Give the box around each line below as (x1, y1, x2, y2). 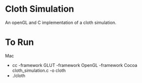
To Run (5, 37, 34, 48)
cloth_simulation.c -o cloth (12, 67, 66, 73)
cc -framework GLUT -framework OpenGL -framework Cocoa (12, 62, 138, 68)
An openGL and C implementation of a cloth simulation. (5, 20, 117, 25)
